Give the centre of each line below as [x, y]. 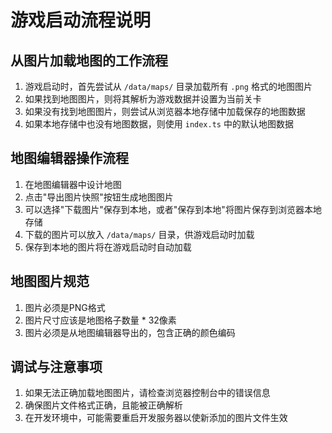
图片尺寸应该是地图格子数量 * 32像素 [100, 320]
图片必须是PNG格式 [65, 307]
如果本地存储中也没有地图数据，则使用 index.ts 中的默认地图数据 [159, 124]
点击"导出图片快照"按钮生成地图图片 [99, 197]
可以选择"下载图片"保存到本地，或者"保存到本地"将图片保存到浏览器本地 [173, 209]
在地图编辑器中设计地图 [73, 184]
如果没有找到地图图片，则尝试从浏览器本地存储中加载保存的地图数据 [165, 111]
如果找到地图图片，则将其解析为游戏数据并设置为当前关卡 [143, 99]
